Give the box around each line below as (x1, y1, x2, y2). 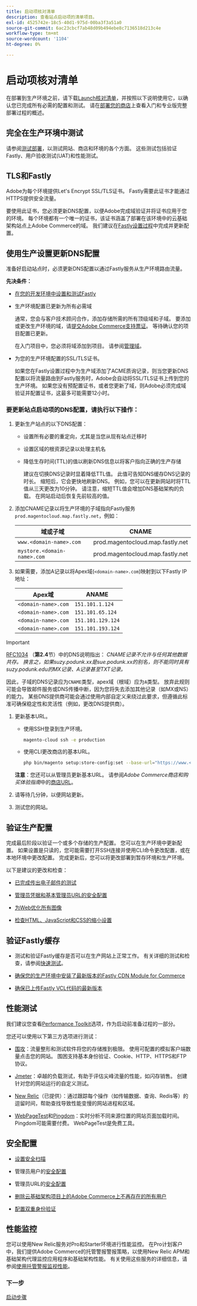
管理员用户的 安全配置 (14, 1168, 66, 1175)
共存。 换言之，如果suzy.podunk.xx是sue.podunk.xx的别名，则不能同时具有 (6, 658, 189, 665)
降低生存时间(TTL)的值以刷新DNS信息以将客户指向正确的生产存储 (23, 457, 182, 465)
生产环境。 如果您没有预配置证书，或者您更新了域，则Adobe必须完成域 (14, 382, 186, 389)
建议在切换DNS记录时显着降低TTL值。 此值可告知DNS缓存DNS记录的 (23, 470, 191, 477)
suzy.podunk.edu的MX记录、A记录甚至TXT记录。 (6, 666, 126, 673)
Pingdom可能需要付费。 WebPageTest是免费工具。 (14, 1119, 138, 1126)
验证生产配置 (6, 822, 53, 833)
